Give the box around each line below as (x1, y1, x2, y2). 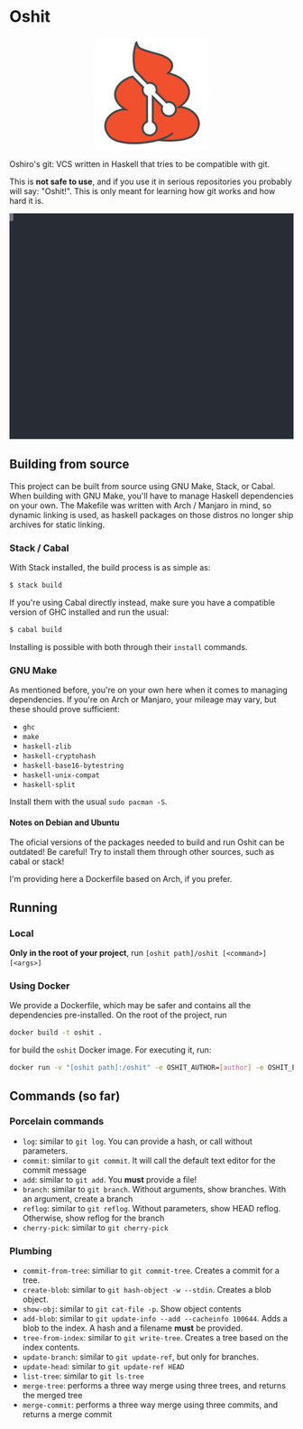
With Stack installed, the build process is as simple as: (9, 562, 211, 573)
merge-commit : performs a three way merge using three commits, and (22, 1399, 278, 1410)
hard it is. (9, 195, 44, 206)
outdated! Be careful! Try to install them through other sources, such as (9, 847, 275, 858)
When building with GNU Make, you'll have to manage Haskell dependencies (9, 490, 294, 501)
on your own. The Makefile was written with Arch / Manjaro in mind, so (9, 499, 272, 511)
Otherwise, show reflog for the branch (22, 1212, 165, 1223)
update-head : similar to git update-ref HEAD (22, 1361, 185, 1372)
